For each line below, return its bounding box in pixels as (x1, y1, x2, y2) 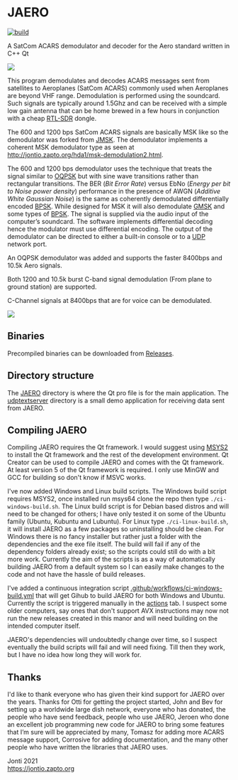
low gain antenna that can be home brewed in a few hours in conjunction (7, 106, 220, 114)
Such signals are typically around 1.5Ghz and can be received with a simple (7, 99, 227, 107)
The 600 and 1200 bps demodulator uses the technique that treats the (7, 164, 212, 173)
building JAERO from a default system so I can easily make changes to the (7, 562, 225, 571)
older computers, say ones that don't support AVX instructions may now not (7, 607, 229, 615)
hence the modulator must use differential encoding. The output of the (7, 225, 213, 233)
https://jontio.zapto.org (7, 764, 75, 773)
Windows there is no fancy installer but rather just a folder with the (7, 533, 202, 541)
